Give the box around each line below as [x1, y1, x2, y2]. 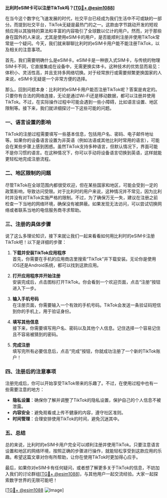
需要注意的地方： [9, 386, 45, 393]
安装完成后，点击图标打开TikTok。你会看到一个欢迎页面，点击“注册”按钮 [12, 279, 161, 285]
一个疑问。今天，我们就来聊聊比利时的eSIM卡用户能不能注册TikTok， [13, 40, 156, 46]
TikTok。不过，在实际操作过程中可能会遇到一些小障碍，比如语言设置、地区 [5, 99, 158, 105]
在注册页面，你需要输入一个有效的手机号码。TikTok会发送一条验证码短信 [12, 302, 162, 308]
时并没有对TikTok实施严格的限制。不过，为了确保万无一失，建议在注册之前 [5, 194, 158, 200]
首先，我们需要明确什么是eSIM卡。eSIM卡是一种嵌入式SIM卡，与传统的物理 [5, 57, 161, 63]
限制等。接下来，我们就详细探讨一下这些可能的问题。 [5, 105, 114, 111]
